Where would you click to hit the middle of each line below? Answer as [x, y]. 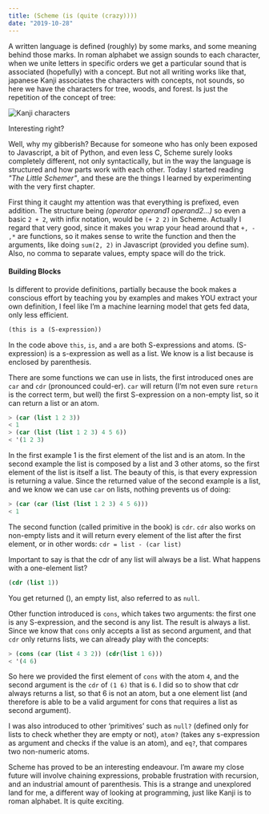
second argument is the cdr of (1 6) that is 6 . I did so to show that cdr [124, 685]
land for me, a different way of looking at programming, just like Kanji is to [130, 793]
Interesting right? [36, 128]
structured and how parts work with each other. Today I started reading [126, 169]
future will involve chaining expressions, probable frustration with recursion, [133, 776]
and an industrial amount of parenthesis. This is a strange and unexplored [130, 784]
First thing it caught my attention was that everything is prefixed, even [124, 202]
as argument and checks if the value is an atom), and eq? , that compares [128, 743]
